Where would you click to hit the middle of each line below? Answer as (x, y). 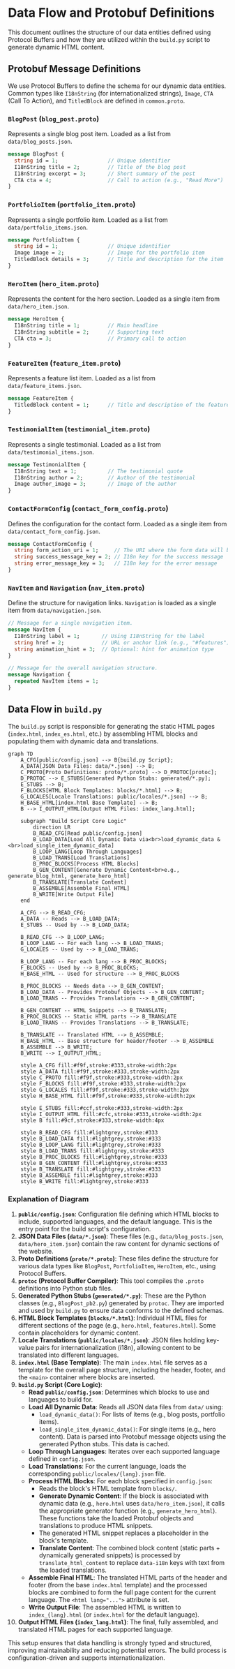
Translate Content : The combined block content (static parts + (129, 1548)
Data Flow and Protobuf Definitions (112, 13)
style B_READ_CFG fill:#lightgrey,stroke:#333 (89, 1132)
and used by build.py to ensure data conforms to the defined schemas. (121, 1311)
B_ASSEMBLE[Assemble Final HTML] (82, 888)
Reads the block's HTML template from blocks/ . (108, 1489)
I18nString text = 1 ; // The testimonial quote (99, 471)
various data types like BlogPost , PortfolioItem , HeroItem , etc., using (117, 1266)
